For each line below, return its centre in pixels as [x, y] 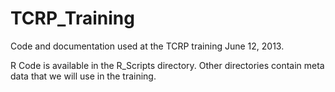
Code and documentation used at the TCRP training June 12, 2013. [147, 46]
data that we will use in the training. [83, 76]
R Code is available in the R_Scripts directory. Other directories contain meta [167, 65]
